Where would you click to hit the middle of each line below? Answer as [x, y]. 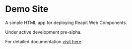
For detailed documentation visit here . [44, 41]
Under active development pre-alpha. [43, 32]
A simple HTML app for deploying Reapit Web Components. [66, 23]
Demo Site [27, 9]
